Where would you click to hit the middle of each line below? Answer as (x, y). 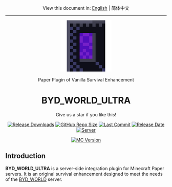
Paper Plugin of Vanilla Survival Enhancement (86, 80)
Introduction (26, 156)
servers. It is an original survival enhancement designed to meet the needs (84, 174)
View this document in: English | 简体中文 (86, 8)
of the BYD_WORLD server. (34, 179)
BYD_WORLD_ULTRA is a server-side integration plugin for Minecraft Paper (85, 168)
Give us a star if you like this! (86, 114)
